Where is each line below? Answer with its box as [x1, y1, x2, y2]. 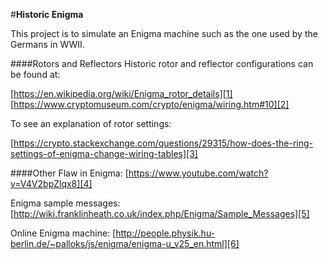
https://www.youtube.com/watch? [128, 167, 269, 179]
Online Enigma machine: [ [10, 227, 117, 239]
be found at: [10, 69, 61, 80]
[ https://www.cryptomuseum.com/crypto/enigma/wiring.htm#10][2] [10, 99, 290, 110]
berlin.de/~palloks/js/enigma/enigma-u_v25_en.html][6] [10, 238, 240, 249]
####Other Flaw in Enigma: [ [10, 167, 129, 179]
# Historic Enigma [10, 9, 84, 20]
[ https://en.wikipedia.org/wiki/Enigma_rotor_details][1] [10, 88, 233, 99]
